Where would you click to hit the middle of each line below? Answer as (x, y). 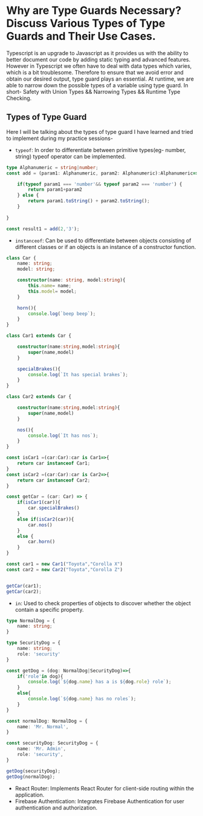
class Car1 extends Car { (39, 336)
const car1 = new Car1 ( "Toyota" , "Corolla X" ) (64, 564)
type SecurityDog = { (34, 643)
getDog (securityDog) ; (34, 771)
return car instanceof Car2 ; (54, 480)
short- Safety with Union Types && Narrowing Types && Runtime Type (93, 91)
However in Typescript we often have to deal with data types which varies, (99, 66)
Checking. (19, 98)
